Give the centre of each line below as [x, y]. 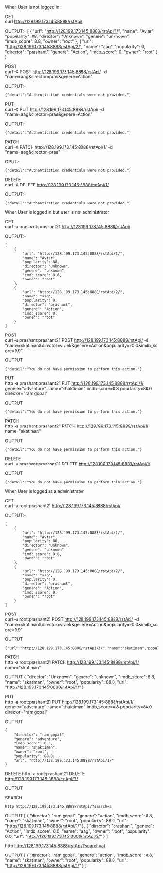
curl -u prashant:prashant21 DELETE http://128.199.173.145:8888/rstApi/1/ [78, 464]
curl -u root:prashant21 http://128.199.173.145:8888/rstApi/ [63, 506]
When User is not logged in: [33, 7]
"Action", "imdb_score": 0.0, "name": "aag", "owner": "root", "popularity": [78, 831]
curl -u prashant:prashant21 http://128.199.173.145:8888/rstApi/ [68, 227]
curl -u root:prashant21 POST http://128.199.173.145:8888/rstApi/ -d [72, 619]
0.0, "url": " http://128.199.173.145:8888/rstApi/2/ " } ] [57, 836]
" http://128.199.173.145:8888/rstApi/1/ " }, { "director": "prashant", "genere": [80, 826]
